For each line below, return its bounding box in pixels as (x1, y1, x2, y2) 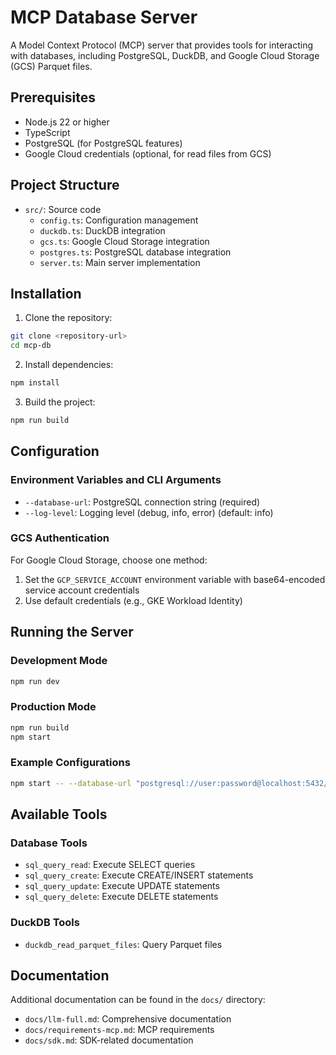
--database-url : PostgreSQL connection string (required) (24, 496, 261, 508)
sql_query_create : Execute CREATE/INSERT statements (24, 869, 254, 881)
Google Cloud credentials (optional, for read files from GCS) (24, 147, 272, 160)
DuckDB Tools (10, 916, 80, 930)
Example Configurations (10, 756, 131, 770)
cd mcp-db (10, 341, 52, 351)
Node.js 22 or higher (24, 116, 110, 128)
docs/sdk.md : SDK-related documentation (24, 1034, 194, 1046)
